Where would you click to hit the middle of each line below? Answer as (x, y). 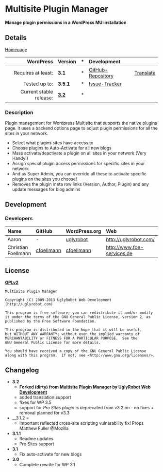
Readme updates (36, 439)
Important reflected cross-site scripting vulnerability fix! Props (81, 423)
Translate (145, 73)
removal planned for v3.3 (44, 413)
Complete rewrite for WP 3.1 (47, 465)
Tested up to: (38, 84)
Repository (101, 76)
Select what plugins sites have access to (53, 143)
